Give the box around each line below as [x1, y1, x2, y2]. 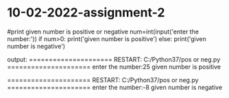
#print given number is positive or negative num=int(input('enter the [7, 27, 199, 36]
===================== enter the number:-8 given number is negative [7, 83, 223, 91]
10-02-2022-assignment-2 [7, 5, 165, 21]
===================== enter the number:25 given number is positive [7, 62, 221, 71]
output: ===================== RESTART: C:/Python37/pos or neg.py [7, 55, 221, 63]
